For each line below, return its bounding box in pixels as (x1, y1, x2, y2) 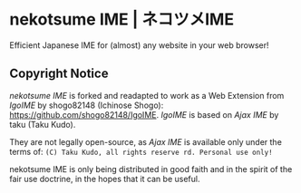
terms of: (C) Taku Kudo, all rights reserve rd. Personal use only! (9, 146, 274, 157)
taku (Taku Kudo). (9, 119, 76, 130)
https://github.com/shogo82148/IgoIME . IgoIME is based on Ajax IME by (9, 109, 279, 120)
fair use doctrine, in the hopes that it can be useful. (9, 173, 200, 184)
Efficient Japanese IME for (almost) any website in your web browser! (9, 39, 269, 51)
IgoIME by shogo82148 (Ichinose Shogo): (9, 100, 164, 111)
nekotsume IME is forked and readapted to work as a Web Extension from (9, 90, 285, 101)
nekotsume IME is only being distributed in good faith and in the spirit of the (9, 163, 293, 174)
